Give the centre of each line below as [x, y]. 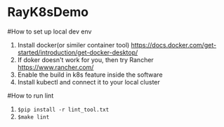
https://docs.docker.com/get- [173, 45]
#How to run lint [31, 96]
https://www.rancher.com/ [55, 67]
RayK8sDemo [48, 12]
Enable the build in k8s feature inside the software [90, 75]
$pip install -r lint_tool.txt [63, 110]
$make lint [33, 117]
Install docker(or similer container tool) [73, 45]
